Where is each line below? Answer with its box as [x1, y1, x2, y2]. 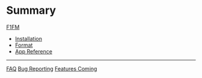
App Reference [14, 47, 53, 55]
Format [14, 41, 33, 49]
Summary [6, 4, 56, 17]
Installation [14, 35, 43, 42]
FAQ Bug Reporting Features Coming [6, 65, 97, 72]
